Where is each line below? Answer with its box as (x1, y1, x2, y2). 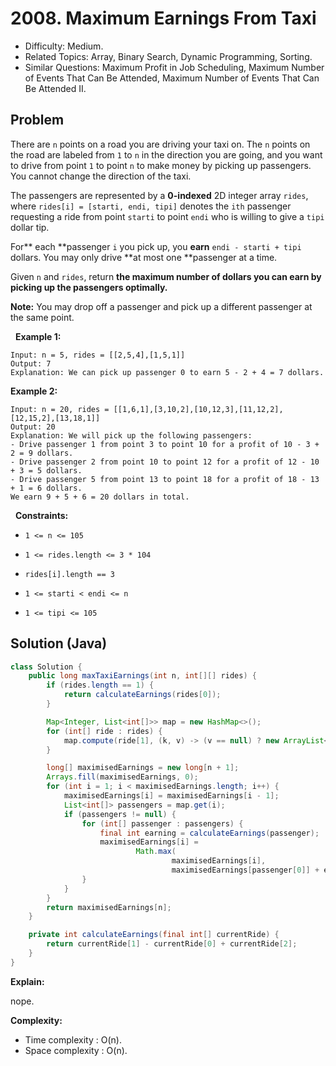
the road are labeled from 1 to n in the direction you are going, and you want (10, 148, 323, 161)
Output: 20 (10, 422, 56, 432)
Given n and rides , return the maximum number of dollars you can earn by (10, 270, 322, 282)
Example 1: (14, 330, 62, 342)
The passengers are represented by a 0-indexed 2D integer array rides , (10, 189, 309, 201)
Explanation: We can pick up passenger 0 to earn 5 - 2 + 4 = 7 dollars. (10, 367, 325, 377)
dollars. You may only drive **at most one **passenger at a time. (10, 251, 278, 263)
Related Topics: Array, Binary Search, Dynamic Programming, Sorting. (24, 50, 313, 62)
